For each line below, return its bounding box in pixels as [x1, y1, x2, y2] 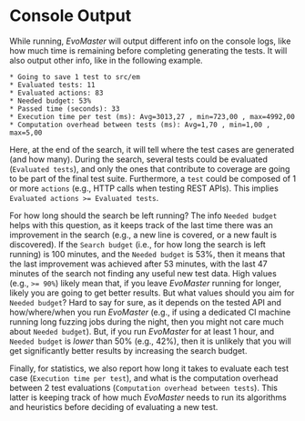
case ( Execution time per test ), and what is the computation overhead [9, 372, 279, 383]
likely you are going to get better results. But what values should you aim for [9, 287, 295, 298]
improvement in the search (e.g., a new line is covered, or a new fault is [9, 229, 278, 240]
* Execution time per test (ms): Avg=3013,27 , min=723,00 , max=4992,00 [9, 112, 296, 121]
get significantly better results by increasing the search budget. [9, 345, 248, 356]
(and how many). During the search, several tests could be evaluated [9, 154, 269, 165]
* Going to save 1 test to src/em [9, 72, 141, 82]
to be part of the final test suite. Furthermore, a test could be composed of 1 [9, 173, 297, 184]
